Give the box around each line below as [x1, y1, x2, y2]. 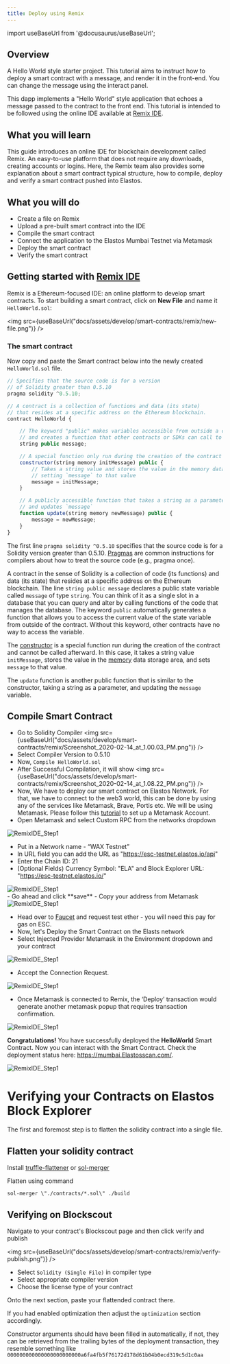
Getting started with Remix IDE [7, 271, 140, 283]
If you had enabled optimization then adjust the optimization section [7, 1309, 201, 1317]
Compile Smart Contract [7, 710, 113, 722]
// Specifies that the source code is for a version [7, 378, 161, 385]
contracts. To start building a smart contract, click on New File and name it [7, 296, 218, 304]
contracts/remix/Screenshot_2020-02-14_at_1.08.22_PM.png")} [16, 780, 196, 788]
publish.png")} [7, 1254, 48, 1263]
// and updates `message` [19, 503, 94, 511]
